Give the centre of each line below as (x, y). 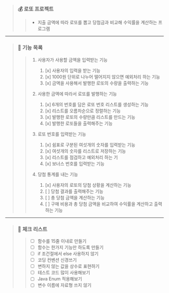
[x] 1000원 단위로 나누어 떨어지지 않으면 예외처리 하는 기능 (103, 77)
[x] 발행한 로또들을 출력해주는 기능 (79, 123)
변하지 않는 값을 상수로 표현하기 (68, 266)
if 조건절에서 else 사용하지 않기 (68, 254)
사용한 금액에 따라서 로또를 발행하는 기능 (77, 94)
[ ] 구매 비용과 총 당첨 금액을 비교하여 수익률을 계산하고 (99, 204)
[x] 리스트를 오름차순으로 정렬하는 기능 (83, 111)
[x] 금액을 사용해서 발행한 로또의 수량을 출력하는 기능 (97, 83)
